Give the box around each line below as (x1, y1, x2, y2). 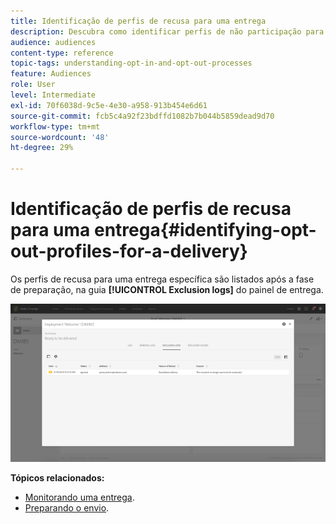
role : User (10, 80, 56, 90)
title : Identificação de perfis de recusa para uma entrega (10, 16, 267, 26)
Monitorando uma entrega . (24, 491, 135, 503)
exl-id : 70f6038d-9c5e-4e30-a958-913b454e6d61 (10, 100, 208, 110)
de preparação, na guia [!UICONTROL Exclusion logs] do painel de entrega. (10, 283, 324, 295)
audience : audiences (10, 37, 97, 47)
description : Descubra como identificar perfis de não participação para (10, 26, 325, 37)
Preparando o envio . (24, 501, 110, 514)
